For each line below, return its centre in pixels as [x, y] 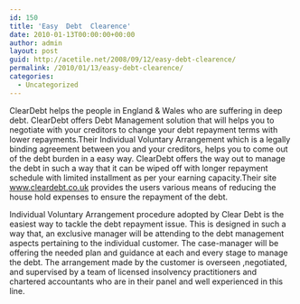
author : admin [36, 43]
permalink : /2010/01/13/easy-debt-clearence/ [96, 69]
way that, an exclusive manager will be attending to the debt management [147, 233]
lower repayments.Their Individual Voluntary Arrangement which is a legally [150, 139]
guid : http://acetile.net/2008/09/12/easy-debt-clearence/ [123, 60]
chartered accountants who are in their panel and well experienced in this [146, 281]
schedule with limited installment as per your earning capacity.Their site [143, 178]
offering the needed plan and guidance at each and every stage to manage [149, 253]
